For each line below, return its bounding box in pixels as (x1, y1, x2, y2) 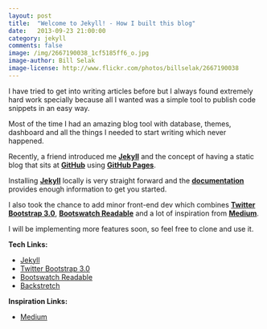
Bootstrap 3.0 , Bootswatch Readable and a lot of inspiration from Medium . (8, 208, 260, 218)
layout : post (8, 11, 52, 20)
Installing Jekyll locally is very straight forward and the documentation (8, 175, 244, 185)
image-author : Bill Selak (8, 57, 95, 65)
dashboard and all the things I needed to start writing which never (8, 127, 227, 137)
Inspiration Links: (8, 296, 68, 306)
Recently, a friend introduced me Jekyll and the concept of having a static (8, 151, 255, 161)
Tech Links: (8, 239, 48, 249)
